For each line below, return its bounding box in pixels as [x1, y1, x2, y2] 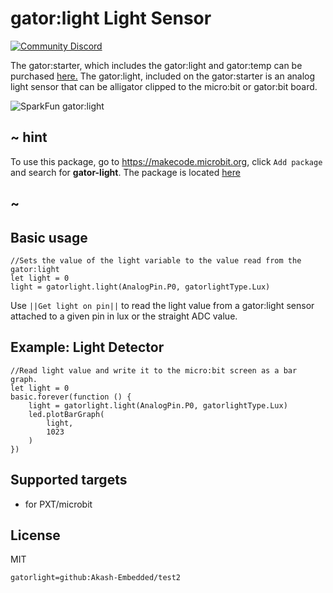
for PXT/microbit [24, 498, 93, 510]
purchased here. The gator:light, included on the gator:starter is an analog [10, 70, 315, 82]
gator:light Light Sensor [10, 7, 212, 30]
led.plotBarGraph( [28, 409, 105, 419]
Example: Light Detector [10, 339, 165, 356]
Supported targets [10, 472, 128, 489]
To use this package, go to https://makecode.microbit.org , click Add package [10, 155, 323, 167]
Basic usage [10, 229, 88, 246]
